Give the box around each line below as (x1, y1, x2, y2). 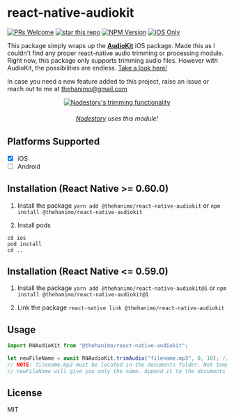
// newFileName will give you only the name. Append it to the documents (7, 367, 226, 374)
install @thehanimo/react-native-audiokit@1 (17, 291, 149, 298)
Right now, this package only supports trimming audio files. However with (7, 56, 218, 64)
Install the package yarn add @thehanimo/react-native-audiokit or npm (17, 201, 221, 210)
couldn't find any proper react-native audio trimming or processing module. (7, 49, 224, 57)
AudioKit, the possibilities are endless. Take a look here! (7, 63, 168, 72)
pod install (7, 241, 42, 247)
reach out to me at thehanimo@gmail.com (7, 84, 127, 93)
